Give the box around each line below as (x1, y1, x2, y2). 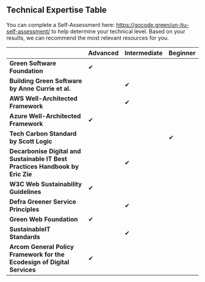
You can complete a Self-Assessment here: (6, 21, 115, 28)
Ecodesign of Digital (9, 258, 70, 266)
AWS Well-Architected (9, 94, 78, 103)
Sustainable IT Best (9, 154, 67, 163)
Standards (9, 232, 41, 241)
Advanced (88, 48, 119, 57)
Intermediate (124, 48, 163, 57)
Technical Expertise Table (6, 5, 107, 15)
